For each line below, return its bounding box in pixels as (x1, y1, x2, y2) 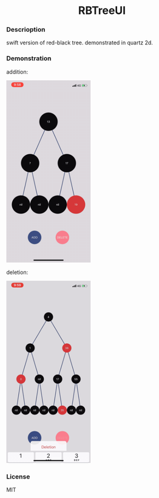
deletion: (6, 268, 29, 276)
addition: (6, 68, 29, 75)
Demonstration (6, 54, 52, 63)
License (6, 472, 30, 480)
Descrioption (6, 26, 46, 34)
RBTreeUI (78, 4, 126, 18)
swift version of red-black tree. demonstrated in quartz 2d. (6, 39, 154, 46)
